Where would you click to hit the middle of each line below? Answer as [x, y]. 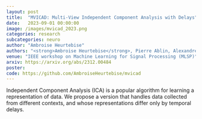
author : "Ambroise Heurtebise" [45, 46]
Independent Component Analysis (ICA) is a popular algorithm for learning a [100, 90]
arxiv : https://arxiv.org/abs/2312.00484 [59, 62]
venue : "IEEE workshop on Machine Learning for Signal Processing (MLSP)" [102, 56]
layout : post [23, 12]
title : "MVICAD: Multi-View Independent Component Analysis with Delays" [102, 17]
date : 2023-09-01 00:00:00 [43, 23]
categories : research [33, 34]
